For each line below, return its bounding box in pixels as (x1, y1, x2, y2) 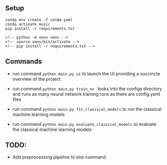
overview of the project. (12, 76, 62, 82)
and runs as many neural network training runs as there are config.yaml (12, 91, 160, 97)
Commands (5, 57, 43, 66)
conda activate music (5, 22, 51, 27)
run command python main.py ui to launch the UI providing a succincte (12, 70, 160, 77)
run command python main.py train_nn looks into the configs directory (12, 85, 162, 92)
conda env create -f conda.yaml (5, 17, 73, 22)
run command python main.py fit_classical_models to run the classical (12, 106, 161, 112)
